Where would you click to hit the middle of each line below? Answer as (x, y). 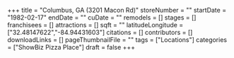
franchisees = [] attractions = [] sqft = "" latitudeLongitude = (95, 25)
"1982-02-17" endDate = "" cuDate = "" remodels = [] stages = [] (102, 17)
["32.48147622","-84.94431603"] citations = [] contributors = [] (100, 32)
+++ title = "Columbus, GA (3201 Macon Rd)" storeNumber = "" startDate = (117, 10)
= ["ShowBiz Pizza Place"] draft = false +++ (71, 47)
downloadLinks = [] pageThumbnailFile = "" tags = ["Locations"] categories (117, 40)
